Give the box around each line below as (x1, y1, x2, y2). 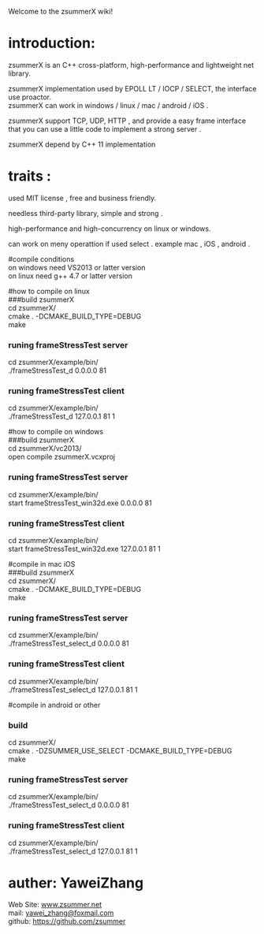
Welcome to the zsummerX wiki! (8, 7, 113, 16)
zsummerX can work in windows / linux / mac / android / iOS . (8, 100, 209, 110)
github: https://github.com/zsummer (8, 917, 126, 926)
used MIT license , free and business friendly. (8, 193, 157, 203)
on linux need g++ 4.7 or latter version (8, 271, 132, 281)
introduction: (8, 35, 96, 52)
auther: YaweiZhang (8, 874, 144, 891)
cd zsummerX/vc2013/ (8, 444, 82, 453)
